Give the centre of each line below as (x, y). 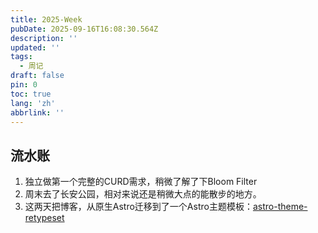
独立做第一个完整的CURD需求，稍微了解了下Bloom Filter (141, 182)
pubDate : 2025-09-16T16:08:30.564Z (84, 29)
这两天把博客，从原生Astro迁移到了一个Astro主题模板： (138, 207)
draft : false (37, 76)
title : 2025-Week (46, 19)
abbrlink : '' (37, 112)
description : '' (44, 38)
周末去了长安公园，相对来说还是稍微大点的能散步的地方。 (143, 194)
